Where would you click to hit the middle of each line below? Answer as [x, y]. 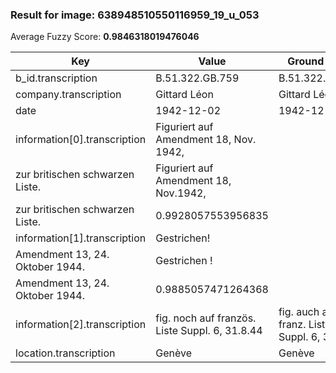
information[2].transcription [81, 325]
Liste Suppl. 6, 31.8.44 [209, 331]
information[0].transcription [81, 140]
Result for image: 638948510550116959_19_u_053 [135, 15]
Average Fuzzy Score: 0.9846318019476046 [105, 37]
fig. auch [299, 312]
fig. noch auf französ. [206, 318]
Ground [306, 61]
